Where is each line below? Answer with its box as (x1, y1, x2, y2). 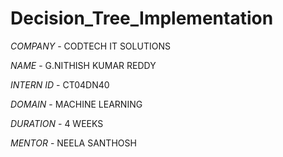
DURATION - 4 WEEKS (10, 117, 104, 129)
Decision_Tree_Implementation (10, 7, 274, 30)
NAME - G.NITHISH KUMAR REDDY (10, 59, 157, 71)
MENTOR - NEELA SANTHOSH (10, 137, 137, 149)
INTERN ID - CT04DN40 (10, 78, 110, 91)
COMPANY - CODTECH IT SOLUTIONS (10, 40, 171, 52)
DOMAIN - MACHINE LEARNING (10, 98, 143, 110)
